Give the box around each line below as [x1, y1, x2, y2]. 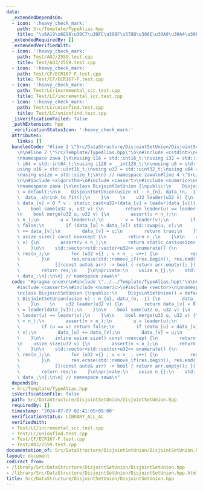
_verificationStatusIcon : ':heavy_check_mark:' [11, 127, 134, 133]
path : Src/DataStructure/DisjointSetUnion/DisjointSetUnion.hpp [11, 397, 177, 403]
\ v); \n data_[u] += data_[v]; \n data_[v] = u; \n [17, 329, 182, 336]
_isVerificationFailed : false [11, 115, 88, 122]
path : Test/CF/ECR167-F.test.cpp [17, 71, 101, 77]
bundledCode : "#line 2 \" [11, 143, 77, 150]
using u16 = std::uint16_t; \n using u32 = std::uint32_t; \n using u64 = [17, 166, 199, 172]
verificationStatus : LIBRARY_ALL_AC [11, 414, 104, 420]
